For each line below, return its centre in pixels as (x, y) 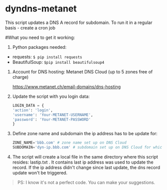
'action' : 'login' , (33, 110)
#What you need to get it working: (40, 37)
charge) (20, 77)
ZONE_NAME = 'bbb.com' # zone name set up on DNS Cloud (69, 143)
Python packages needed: (39, 47)
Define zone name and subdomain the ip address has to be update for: (85, 134)
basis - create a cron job (30, 27)
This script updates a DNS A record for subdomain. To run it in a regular (79, 22)
